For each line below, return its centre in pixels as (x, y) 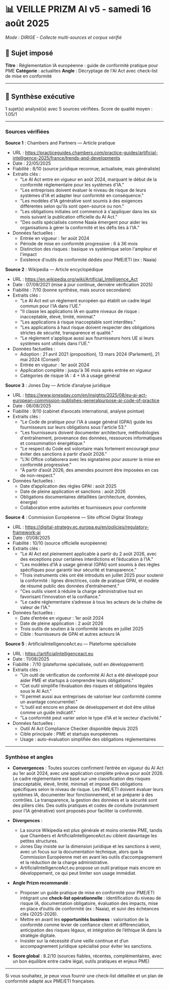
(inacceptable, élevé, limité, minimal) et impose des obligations (77, 784)
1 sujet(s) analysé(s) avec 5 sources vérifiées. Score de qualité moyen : (79, 109)
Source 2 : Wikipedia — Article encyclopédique (54, 269)
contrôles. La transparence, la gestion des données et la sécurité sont (85, 800)
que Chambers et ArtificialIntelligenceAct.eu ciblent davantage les (89, 836)
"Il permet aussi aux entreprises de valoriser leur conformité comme (91, 696)
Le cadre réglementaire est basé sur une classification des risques (81, 779)
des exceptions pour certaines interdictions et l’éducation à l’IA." (87, 559)
